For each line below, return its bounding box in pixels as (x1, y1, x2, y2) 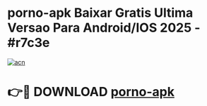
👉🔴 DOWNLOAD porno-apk (7, 84, 175, 100)
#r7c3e (7, 35, 50, 51)
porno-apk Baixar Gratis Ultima (7, 5, 194, 21)
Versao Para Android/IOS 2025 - (7, 20, 201, 36)
